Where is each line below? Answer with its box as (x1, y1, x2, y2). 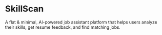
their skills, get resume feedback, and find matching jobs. (5, 24, 121, 30)
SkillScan (5, 3, 44, 14)
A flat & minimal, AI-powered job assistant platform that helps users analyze (5, 19, 158, 25)
